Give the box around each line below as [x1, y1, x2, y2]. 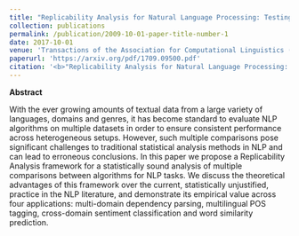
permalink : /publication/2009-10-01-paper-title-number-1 [9, 29, 229, 38]
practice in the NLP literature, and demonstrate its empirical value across [9, 188, 277, 200]
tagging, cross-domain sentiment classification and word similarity [9, 208, 254, 218]
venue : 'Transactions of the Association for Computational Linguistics [9, 46, 285, 55]
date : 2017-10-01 [9, 37, 74, 47]
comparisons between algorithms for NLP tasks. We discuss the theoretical [9, 169, 286, 180]
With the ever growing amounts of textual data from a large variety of [9, 104, 263, 114]
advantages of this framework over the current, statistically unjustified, [9, 179, 269, 190]
